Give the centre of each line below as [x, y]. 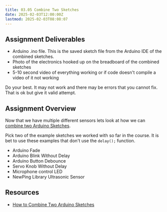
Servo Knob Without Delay [40, 166]
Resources [22, 193]
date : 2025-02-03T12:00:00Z [34, 14]
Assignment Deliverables [45, 39]
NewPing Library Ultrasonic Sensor [48, 177]
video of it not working [35, 78]
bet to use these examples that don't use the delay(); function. [70, 141]
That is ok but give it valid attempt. [41, 93]
